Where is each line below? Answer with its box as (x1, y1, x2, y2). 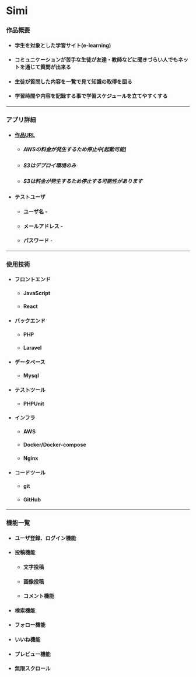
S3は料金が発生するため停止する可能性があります (23, 177, 143, 184)
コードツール (14, 469, 45, 476)
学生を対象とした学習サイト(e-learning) (14, 42, 111, 49)
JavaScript (23, 289, 51, 296)
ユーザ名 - (23, 208, 48, 215)
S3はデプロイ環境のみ (23, 162, 76, 169)
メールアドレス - (23, 223, 63, 230)
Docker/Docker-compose (23, 441, 86, 449)
